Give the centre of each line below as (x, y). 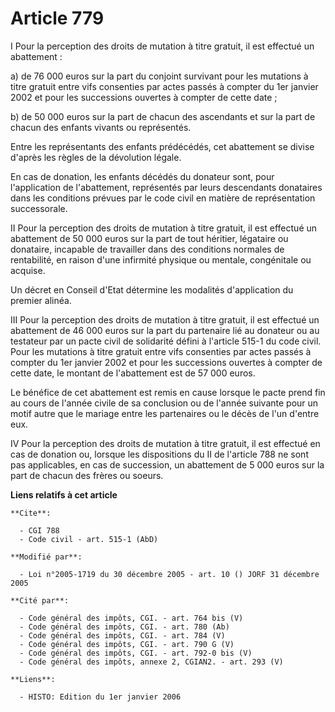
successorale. (39, 208)
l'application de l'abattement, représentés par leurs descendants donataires (166, 187)
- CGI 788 (39, 530)
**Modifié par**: (46, 557)
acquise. (28, 270)
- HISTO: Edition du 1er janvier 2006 (100, 697)
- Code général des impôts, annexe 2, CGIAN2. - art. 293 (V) (151, 662)
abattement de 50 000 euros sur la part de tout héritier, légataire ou (149, 238)
